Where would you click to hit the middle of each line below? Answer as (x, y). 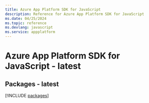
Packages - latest (32, 84)
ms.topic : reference (26, 23)
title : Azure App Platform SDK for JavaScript (53, 9)
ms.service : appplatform (30, 32)
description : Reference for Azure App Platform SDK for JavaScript (75, 14)
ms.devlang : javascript (29, 28)
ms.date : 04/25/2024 (26, 18)
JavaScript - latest (43, 66)
